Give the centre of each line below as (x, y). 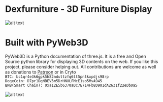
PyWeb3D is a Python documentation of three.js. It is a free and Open (76, 56)
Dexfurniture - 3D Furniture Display (79, 9)
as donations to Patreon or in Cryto (41, 72)
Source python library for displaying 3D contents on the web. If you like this (82, 61)
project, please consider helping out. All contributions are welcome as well (81, 67)
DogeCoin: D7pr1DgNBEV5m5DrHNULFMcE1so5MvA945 (54, 81)
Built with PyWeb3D (47, 43)
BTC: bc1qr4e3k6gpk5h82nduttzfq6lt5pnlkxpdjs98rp (57, 77)
